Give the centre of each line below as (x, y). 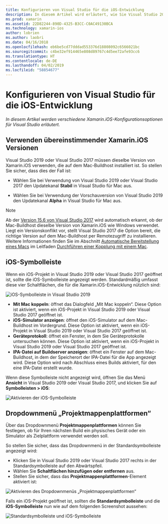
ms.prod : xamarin (24, 19)
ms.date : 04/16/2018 (27, 42)
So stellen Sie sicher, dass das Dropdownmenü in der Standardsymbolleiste (83, 446)
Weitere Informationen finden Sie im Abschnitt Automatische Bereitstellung (82, 241)
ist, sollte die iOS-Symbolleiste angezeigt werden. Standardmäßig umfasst (82, 279)
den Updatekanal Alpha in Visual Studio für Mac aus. (67, 201)
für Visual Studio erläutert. (33, 124)
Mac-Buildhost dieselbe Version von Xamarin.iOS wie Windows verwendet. (83, 225)
